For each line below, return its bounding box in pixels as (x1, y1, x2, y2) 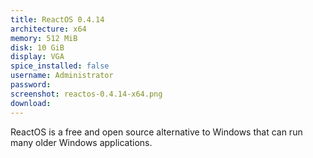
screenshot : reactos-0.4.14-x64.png (10, 89, 163, 99)
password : (10, 80, 52, 90)
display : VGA (10, 52, 65, 62)
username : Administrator (10, 71, 114, 81)
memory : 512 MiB (10, 33, 78, 43)
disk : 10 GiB (10, 42, 65, 53)
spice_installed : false (10, 61, 110, 71)
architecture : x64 (10, 24, 87, 34)
